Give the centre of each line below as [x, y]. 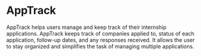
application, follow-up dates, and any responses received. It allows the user [100, 40]
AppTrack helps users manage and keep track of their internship [86, 27]
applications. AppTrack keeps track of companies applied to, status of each [100, 33]
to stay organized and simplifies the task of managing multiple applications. [100, 46]
